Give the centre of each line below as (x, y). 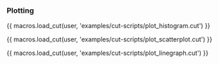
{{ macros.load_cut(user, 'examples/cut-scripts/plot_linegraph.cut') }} (108, 53)
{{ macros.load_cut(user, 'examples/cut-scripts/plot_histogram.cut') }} (108, 26)
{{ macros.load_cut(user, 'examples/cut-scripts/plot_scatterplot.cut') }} (109, 39)
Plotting (20, 11)
